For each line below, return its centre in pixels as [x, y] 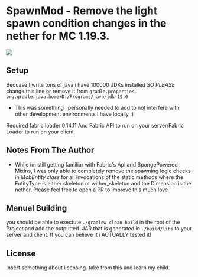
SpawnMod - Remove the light [82, 11]
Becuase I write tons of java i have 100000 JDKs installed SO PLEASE [91, 84]
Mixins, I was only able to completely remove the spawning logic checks [103, 171]
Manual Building [37, 208]
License [21, 253]
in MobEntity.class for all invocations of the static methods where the [99, 177]
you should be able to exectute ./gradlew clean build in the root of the [93, 222]
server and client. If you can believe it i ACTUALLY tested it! [79, 235]
